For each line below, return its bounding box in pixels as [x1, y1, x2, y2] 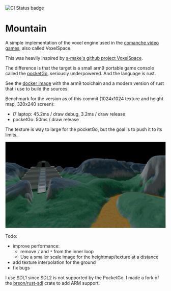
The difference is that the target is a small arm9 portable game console [5, 64, 154, 71]
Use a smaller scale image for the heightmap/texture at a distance [20, 254, 159, 260]
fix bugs [12, 264, 30, 271]
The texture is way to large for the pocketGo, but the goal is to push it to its [5, 126, 162, 132]
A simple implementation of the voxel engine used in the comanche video [5, 39, 159, 46]
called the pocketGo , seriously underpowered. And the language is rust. [5, 70, 156, 76]
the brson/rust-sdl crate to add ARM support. [5, 280, 100, 286]
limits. [5, 131, 18, 138]
